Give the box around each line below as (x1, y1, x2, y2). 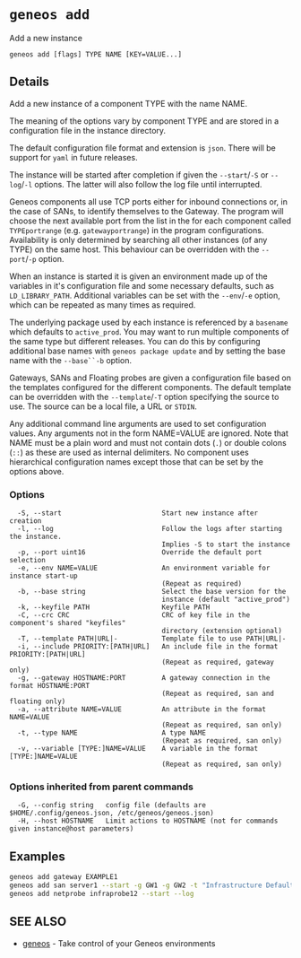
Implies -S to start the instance (161, 540, 291, 549)
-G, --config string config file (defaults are (17, 801, 206, 810)
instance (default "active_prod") (161, 595, 291, 605)
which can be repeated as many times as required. (9, 299, 196, 310)
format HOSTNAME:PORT (9, 682, 90, 691)
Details (9, 74, 49, 90)
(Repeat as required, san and (161, 689, 275, 699)
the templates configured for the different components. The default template (9, 381, 292, 392)
